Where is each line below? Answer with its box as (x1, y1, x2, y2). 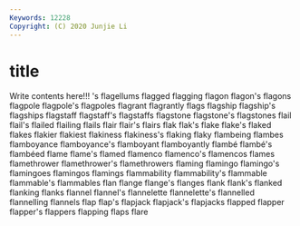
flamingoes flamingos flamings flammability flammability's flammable (9, 168, 267, 179)
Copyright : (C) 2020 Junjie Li (9, 22, 128, 31)
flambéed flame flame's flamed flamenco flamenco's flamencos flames (9, 149, 275, 160)
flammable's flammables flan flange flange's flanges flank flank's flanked (9, 178, 283, 189)
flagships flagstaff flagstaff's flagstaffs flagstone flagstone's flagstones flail (9, 110, 292, 121)
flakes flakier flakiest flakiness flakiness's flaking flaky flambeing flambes (9, 129, 284, 141)
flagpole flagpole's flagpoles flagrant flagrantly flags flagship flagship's (9, 101, 276, 112)
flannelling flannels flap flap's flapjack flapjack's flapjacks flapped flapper (9, 197, 285, 208)
